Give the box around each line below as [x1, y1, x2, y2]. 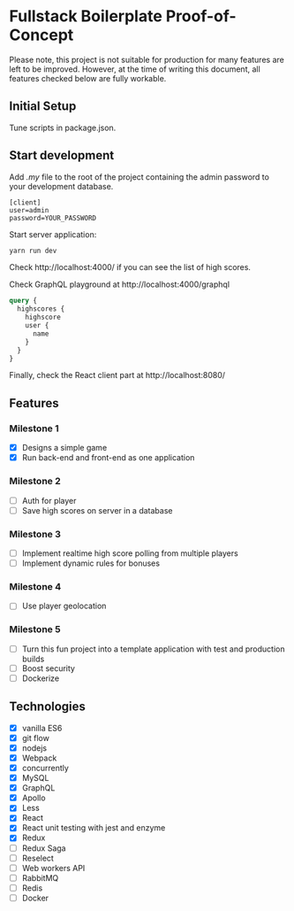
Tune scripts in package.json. [9, 122, 117, 133]
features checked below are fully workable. [9, 73, 167, 83]
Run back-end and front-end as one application [21, 452, 195, 463]
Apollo [21, 792, 46, 803]
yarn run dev [9, 246, 57, 255]
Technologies [9, 699, 87, 714]
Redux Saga [21, 843, 66, 853]
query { [9, 297, 38, 305]
